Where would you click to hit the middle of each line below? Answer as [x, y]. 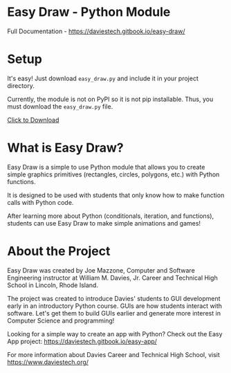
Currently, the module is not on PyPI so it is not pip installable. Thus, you [110, 99]
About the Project [59, 251]
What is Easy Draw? [65, 148]
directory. [21, 85]
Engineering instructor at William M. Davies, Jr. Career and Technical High [112, 278]
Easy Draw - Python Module [89, 12]
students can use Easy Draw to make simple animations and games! [104, 223]
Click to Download [33, 120]
